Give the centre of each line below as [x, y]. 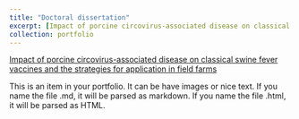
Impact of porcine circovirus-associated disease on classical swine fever [144, 60]
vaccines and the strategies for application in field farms [113, 69]
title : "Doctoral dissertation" [69, 17]
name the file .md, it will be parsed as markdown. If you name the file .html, [148, 96]
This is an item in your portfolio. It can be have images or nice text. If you [143, 87]
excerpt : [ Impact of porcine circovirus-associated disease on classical [150, 26]
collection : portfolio [51, 34]
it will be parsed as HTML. [57, 106]
